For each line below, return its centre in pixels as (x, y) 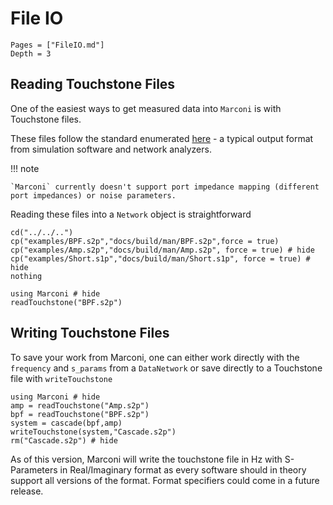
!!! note (25, 168)
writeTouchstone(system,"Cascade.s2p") (93, 432)
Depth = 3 (31, 53)
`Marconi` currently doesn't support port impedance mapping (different (165, 187)
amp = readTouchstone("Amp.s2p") (80, 405)
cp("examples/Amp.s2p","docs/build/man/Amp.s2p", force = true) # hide (162, 250)
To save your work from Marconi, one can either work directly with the (155, 357)
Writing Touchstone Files (90, 333)
